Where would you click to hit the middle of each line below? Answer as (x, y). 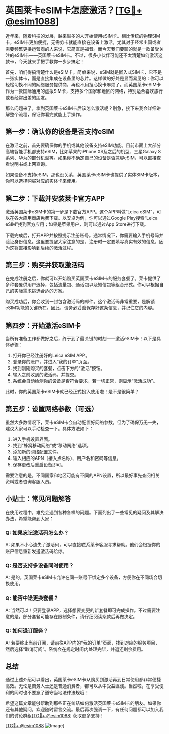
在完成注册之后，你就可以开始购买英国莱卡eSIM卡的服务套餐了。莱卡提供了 (83, 278)
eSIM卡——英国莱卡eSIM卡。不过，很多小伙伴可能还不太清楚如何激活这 (89, 55)
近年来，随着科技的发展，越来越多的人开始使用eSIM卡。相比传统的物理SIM (83, 36)
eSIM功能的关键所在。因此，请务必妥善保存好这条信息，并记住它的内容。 (81, 308)
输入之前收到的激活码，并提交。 (46, 375)
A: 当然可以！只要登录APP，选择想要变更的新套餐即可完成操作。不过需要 (81, 610)
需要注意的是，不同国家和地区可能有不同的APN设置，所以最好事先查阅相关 (82, 475)
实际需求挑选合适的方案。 (40, 291)
